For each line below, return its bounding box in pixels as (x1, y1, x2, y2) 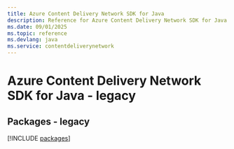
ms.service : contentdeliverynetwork (7, 43, 114, 50)
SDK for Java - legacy (7, 88, 137, 104)
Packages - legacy (7, 115, 90, 127)
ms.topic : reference (7, 29, 68, 37)
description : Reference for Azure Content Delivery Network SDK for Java (7, 17, 228, 24)
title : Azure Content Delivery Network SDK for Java (7, 10, 165, 17)
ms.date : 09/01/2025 (7, 23, 68, 30)
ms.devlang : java (7, 36, 58, 43)
